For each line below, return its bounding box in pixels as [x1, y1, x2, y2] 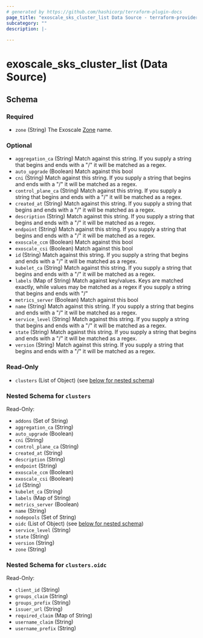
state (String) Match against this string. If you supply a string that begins [14, 328, 197, 336]
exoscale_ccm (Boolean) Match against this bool [14, 238, 133, 246]
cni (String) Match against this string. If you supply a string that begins [14, 174, 192, 181]
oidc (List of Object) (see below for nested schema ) [14, 519, 144, 527]
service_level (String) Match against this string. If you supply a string [14, 316, 189, 323]
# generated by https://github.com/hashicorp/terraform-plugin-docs [6, 8, 182, 15]
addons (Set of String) [14, 417, 68, 424]
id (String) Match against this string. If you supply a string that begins [14, 252, 188, 259]
